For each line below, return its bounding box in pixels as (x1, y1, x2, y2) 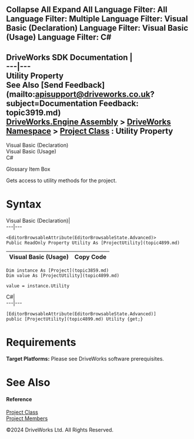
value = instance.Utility (6, 283, 69, 289)
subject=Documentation (6, 98, 98, 108)
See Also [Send (6, 80, 63, 90)
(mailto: (6, 89, 35, 99)
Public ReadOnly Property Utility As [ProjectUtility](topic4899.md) (6, 240, 180, 246)
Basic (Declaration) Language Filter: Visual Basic (6, 23, 189, 33)
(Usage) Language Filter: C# (6, 32, 112, 42)
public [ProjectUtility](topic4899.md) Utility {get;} (6, 316, 143, 322)
